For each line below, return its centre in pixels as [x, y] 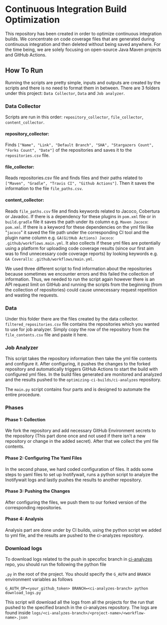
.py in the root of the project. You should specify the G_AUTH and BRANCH [78, 574]
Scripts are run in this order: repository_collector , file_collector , [74, 117]
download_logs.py [23, 593]
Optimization [32, 20]
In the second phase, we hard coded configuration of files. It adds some [79, 469]
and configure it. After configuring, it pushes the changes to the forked [78, 364]
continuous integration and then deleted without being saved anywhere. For [83, 44]
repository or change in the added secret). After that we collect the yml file [82, 441]
